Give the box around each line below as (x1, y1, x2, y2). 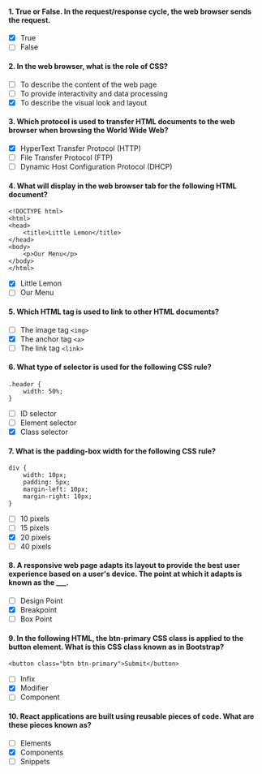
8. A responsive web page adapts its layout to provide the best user (8, 561, 241, 570)
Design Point (19, 596, 63, 605)
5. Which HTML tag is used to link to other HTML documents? (8, 307, 220, 316)
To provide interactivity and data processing (19, 88, 168, 98)
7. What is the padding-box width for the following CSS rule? (8, 446, 217, 456)
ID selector (19, 409, 57, 419)
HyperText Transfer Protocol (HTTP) (19, 143, 142, 153)
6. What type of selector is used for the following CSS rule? (8, 362, 213, 372)
